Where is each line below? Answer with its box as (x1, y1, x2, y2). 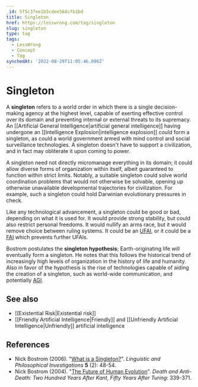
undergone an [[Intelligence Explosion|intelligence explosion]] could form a (6, 129, 190, 136)
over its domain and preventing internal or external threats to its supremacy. (6, 116, 191, 123)
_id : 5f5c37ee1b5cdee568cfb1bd (6, 8, 84, 15)
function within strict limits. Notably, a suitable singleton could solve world (6, 172, 188, 179)
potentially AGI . (6, 277, 43, 284)
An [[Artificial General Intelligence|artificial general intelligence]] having (6, 122, 181, 129)
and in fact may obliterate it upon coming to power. (6, 148, 130, 155)
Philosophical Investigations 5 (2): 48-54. (14, 361, 117, 369)
